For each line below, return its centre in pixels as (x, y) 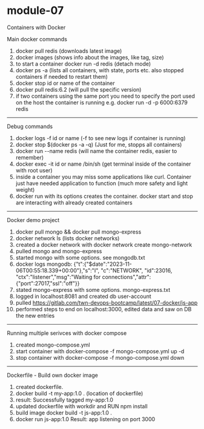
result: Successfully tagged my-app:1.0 (64, 400)
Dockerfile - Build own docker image (53, 375)
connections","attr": (127, 277)
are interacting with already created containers (74, 202)
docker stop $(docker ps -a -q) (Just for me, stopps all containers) (99, 144)
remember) (30, 157)
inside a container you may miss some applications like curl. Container (103, 177)
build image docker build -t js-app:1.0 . (64, 413)
